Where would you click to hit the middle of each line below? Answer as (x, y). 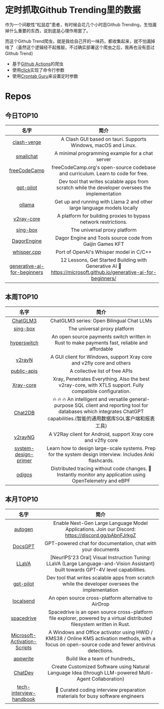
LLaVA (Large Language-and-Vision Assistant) (101, 563)
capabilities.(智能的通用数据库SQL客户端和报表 (101, 419)
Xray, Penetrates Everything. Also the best (101, 379)
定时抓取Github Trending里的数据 (73, 10)
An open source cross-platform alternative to (101, 598)
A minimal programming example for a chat (104, 153)
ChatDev (24, 673)
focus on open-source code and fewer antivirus (101, 644)
